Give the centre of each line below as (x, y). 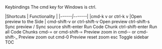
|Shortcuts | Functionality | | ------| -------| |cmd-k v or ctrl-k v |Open (74, 16)
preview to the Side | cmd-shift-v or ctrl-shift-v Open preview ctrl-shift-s (77, 22)
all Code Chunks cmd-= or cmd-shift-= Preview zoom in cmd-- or (71, 32)
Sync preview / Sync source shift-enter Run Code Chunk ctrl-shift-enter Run (81, 27)
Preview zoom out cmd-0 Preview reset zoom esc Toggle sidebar (84, 37)
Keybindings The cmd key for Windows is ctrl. (51, 7)
